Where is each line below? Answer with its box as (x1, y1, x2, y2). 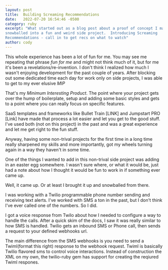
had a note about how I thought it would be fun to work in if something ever (5, 167, 160, 173)
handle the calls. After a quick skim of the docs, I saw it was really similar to (5, 217, 161, 223)
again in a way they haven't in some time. (5, 146, 90, 153)
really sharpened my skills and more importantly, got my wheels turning (5, 141, 152, 147)
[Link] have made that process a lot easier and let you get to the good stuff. (5, 116, 160, 122)
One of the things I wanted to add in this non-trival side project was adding (5, 156, 159, 162)
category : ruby (5, 21, 37, 27)
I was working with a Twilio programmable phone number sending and (5, 191, 150, 198)
